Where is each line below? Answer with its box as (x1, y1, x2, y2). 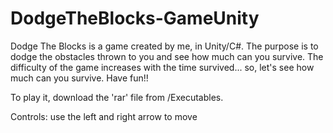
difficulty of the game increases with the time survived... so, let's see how (10, 61, 315, 73)
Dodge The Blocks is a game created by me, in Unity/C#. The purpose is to (10, 40, 319, 52)
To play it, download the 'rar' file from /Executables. (10, 91, 224, 103)
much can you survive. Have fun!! (10, 72, 149, 84)
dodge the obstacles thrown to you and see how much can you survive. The (10, 50, 324, 62)
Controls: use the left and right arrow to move (10, 110, 198, 122)
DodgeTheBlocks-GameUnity (10, 7, 260, 30)
